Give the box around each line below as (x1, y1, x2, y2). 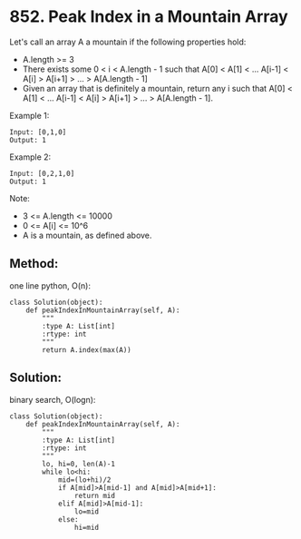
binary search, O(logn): (9, 394, 96, 405)
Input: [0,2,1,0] (9, 169, 75, 178)
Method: (9, 256, 59, 271)
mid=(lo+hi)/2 (57, 475, 112, 485)
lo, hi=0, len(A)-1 (42, 459, 116, 468)
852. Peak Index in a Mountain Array (9, 6, 288, 27)
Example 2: (9, 152, 52, 162)
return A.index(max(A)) (42, 345, 131, 355)
